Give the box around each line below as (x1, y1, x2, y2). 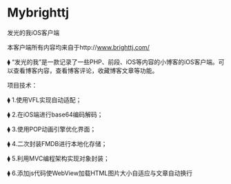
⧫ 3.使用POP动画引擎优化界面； (7, 125, 97, 133)
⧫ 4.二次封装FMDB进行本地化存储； (7, 139, 108, 147)
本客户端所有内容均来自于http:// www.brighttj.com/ (7, 43, 150, 51)
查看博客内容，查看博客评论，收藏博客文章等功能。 (12, 66, 159, 74)
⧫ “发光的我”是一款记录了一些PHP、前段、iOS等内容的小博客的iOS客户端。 (7, 57, 219, 66)
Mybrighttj (7, 5, 70, 21)
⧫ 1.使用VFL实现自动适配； (7, 95, 82, 104)
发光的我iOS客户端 (7, 28, 60, 37)
